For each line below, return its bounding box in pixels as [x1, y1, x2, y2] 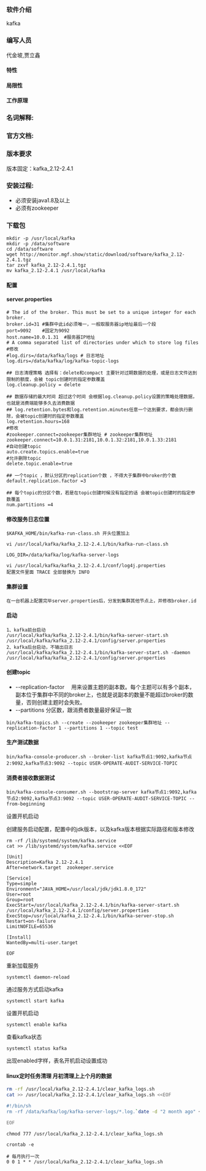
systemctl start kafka [6, 998, 64, 1004]
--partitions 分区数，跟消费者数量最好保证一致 [15, 706, 132, 714]
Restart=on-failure [6, 918, 56, 925]
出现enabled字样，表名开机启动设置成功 [6, 1057, 107, 1064]
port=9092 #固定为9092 [6, 327, 70, 334]
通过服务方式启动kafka [6, 986, 64, 993]
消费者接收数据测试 [6, 774, 55, 781]
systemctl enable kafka [6, 1022, 67, 1028]
